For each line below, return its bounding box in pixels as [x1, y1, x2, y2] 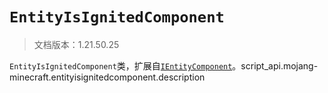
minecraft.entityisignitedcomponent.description [9, 71, 206, 83]
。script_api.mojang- [232, 59, 319, 72]
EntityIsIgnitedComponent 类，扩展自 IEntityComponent [9, 59, 233, 72]
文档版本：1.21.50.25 [33, 38, 120, 50]
